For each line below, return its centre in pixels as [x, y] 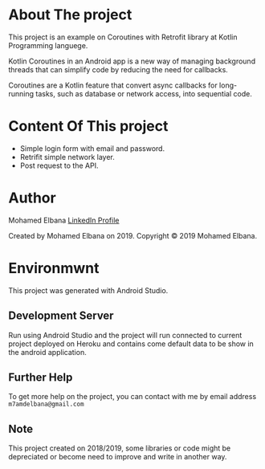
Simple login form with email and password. [92, 148]
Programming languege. [48, 45]
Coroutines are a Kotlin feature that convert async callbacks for [113, 85]
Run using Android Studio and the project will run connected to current [125, 335]
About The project [70, 15]
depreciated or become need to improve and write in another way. [118, 457]
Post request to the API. [59, 165]
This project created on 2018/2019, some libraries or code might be [120, 448]
